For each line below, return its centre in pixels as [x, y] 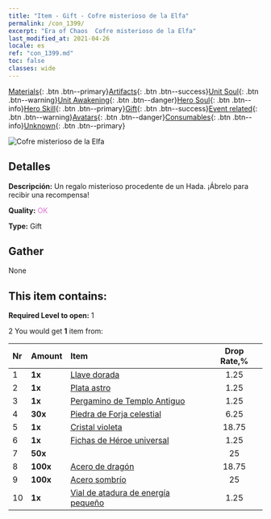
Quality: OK [28, 210]
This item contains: [58, 296]
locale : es [27, 46]
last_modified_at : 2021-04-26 [59, 38]
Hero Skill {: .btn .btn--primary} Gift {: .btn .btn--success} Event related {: [141, 108]
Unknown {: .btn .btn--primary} [75, 125]
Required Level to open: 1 [51, 316]
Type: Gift [25, 226]
